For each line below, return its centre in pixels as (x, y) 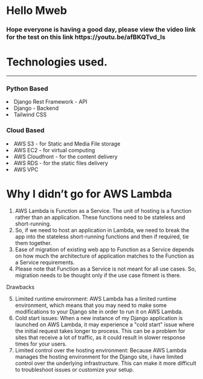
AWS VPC (26, 169)
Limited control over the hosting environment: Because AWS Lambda (101, 350)
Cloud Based (25, 130)
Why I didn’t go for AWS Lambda (89, 194)
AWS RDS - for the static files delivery (61, 163)
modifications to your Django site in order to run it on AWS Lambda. (99, 311)
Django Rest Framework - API (51, 102)
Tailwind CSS (31, 115)
